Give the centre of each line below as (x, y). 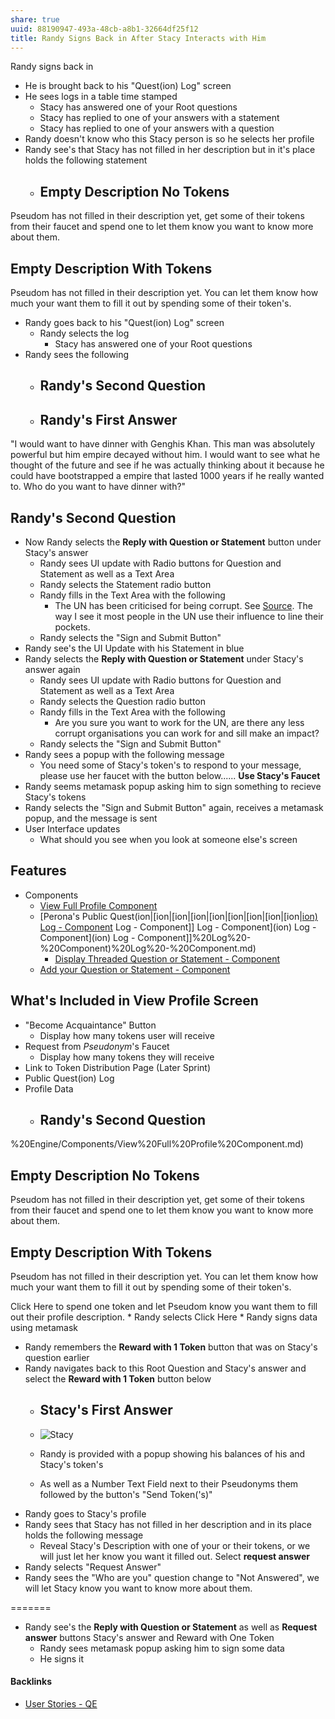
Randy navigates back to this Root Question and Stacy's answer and (165, 1368)
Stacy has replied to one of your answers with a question (157, 128)
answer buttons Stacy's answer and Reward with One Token (149, 1637)
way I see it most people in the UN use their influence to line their (189, 617)
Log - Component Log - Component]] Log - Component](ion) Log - (178, 927)
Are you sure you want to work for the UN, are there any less (179, 723)
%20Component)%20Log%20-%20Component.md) (148, 948)
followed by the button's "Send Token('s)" (126, 1494)
